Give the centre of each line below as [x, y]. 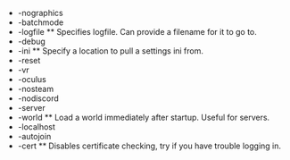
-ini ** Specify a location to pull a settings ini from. [110, 51]
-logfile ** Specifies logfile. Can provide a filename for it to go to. [137, 32]
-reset [29, 60]
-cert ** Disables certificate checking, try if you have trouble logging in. [149, 146]
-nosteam [36, 89]
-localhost [37, 127]
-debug [32, 41]
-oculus [32, 79]
